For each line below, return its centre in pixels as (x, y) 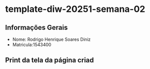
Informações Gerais (37, 28)
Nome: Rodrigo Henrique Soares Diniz (51, 39)
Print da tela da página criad (50, 60)
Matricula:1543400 (32, 45)
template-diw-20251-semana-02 (75, 9)
